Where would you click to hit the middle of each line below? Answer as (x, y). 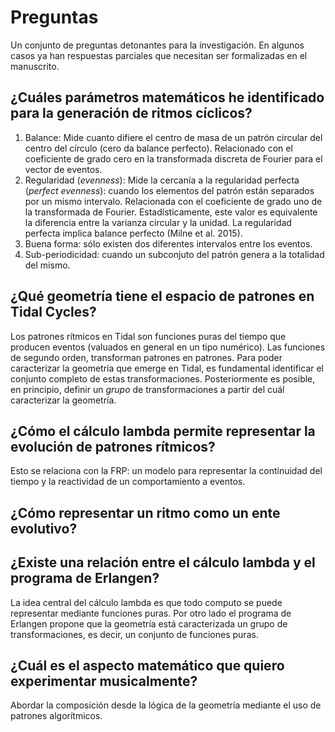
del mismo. (47, 265)
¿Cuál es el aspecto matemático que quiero (147, 665)
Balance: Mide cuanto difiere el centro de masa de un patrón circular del (173, 137)
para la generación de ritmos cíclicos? (131, 113)
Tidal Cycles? (53, 312)
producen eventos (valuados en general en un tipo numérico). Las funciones (168, 347)
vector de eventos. (63, 169)
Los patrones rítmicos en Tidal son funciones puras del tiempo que (148, 336)
